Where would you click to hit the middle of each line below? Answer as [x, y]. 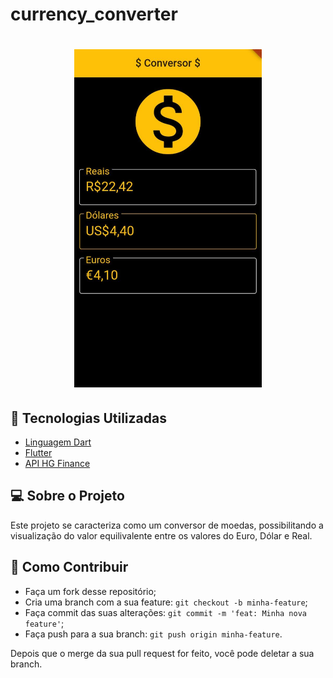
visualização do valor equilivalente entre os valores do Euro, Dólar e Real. [161, 535]
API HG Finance [57, 464]
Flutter [38, 453]
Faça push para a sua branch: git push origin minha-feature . [153, 634]
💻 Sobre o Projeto [67, 496]
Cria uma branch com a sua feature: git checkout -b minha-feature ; [166, 602]
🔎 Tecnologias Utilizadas [88, 418]
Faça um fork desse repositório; [90, 591]
